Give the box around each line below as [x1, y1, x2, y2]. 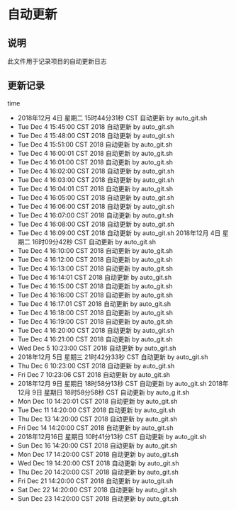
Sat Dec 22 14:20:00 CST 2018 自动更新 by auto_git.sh [17, 485, 177, 494]
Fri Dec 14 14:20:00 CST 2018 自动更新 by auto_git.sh [17, 423, 174, 432]
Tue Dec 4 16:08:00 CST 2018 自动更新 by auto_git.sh [17, 220, 175, 228]
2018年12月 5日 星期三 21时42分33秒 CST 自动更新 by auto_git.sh [17, 352, 208, 361]
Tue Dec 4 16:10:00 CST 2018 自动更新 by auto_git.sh [17, 246, 174, 255]
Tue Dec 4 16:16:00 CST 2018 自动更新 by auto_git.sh [17, 290, 174, 299]
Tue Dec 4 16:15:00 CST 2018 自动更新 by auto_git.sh [17, 281, 173, 290]
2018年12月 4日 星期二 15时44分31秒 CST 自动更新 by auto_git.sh [17, 113, 208, 122]
